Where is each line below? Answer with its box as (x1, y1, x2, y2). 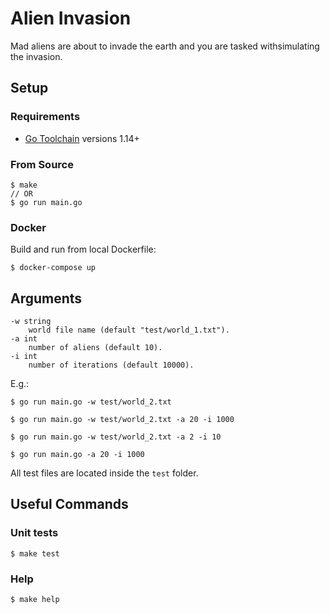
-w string (10, 317, 52, 327)
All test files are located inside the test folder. (10, 467, 199, 479)
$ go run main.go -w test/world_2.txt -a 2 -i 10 (10, 432, 222, 442)
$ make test (10, 548, 60, 559)
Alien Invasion (10, 7, 132, 30)
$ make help (10, 595, 60, 605)
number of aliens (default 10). (28, 343, 163, 353)
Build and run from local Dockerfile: (10, 243, 157, 256)
